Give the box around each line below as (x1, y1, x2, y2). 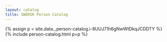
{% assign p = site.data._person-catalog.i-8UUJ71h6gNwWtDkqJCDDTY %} (5, 25, 162, 31)
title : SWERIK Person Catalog (5, 12, 68, 17)
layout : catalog (5, 7, 39, 12)
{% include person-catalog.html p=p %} (5, 31, 88, 37)
